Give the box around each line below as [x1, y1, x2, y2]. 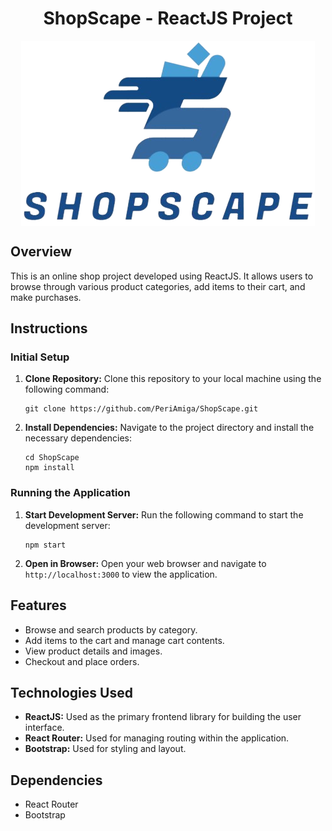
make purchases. [10, 291, 82, 303]
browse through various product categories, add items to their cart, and [10, 280, 306, 292]
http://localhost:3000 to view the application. [24, 568, 218, 580]
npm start [24, 540, 67, 550]
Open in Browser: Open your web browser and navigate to [24, 557, 267, 569]
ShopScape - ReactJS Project [43, 7, 293, 30]
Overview [10, 243, 73, 261]
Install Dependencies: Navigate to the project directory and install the [24, 422, 315, 434]
